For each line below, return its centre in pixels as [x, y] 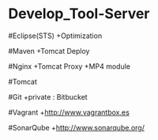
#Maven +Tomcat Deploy [49, 51]
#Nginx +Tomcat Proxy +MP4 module [69, 66]
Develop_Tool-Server [79, 14]
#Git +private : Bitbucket [48, 96]
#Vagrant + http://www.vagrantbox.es [69, 112]
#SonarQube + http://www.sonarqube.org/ [76, 127]
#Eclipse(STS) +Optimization [55, 36]
